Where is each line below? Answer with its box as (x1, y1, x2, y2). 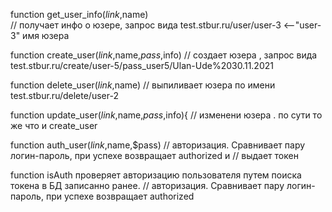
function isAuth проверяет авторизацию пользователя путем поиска (10, 169, 302, 181)
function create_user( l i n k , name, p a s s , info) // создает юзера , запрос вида (10, 49, 318, 61)
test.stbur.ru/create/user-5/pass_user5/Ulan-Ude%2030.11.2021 (10, 60, 274, 71)
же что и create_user (10, 120, 98, 131)
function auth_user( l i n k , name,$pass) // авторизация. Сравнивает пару (10, 139, 306, 151)
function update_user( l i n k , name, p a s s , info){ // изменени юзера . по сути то (10, 109, 323, 121)
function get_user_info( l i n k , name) (10, 9, 149, 20)
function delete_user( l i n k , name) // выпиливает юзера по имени (10, 79, 276, 91)
